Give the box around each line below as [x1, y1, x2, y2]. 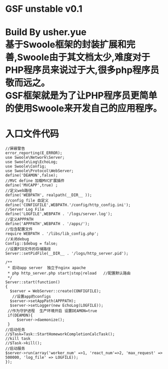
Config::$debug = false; [5, 241, 58, 247]
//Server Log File [5, 207, 44, 212]
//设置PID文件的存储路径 [5, 247, 51, 252]
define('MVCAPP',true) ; [5, 183, 58, 188]
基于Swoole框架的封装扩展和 [5, 39, 127, 51]
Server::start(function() [5, 280, 60, 285]
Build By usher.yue [5, 27, 87, 38]
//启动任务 [5, 327, 25, 332]
